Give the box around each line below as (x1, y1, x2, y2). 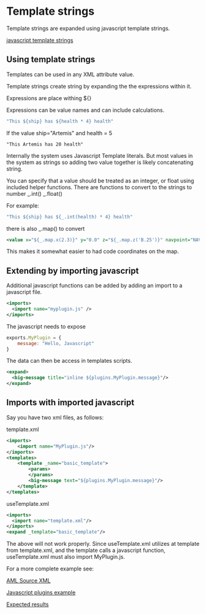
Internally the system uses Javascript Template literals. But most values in (6, 152, 193, 159)
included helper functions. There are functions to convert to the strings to (6, 183, 192, 191)
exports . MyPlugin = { (6, 335, 62, 341)
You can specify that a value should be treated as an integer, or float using (6, 177, 194, 184)
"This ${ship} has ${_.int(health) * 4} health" (6, 214, 133, 220)
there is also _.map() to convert (6, 225, 85, 232)
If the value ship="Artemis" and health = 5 (6, 129, 112, 136)
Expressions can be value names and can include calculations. (6, 106, 165, 114)
